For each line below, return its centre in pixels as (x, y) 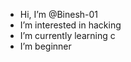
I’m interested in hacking (70, 25)
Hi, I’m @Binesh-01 (59, 14)
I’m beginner (45, 46)
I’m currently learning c (67, 35)
